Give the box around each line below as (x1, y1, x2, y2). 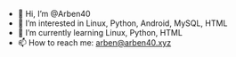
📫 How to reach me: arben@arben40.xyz (17, 37, 172, 48)
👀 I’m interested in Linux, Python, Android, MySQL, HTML (17, 18, 228, 28)
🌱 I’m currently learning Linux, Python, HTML (17, 28, 183, 37)
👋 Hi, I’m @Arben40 (17, 9, 91, 19)
